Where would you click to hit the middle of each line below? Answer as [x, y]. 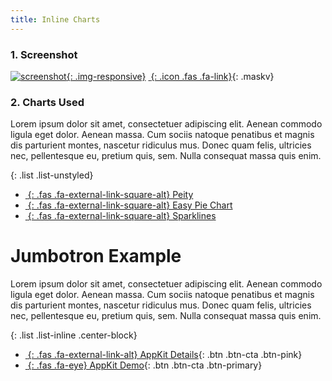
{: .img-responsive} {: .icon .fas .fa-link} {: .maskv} [170, 76]
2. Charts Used [47, 102]
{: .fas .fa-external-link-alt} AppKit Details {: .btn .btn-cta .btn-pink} [165, 355]
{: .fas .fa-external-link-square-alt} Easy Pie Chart [130, 205]
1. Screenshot [44, 54]
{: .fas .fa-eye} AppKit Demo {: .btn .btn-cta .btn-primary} [145, 365]
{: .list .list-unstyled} [52, 175]
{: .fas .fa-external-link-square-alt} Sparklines [122, 216]
